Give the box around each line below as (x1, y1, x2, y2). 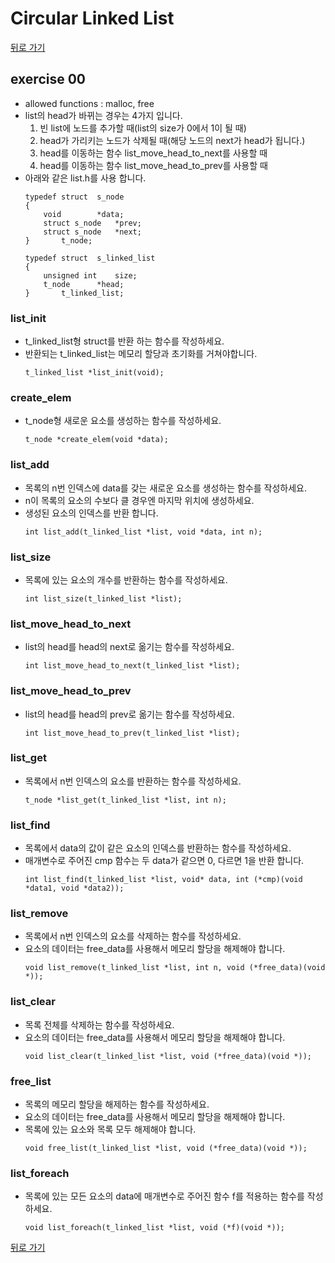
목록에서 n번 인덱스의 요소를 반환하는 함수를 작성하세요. (24, 775, 242, 787)
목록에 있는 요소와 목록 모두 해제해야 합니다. (24, 1123, 197, 1136)
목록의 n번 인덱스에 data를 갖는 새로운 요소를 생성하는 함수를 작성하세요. (24, 482, 308, 494)
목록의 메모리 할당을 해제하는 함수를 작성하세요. (24, 1098, 210, 1111)
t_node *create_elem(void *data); (24, 435, 169, 445)
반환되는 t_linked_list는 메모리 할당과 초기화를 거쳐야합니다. (24, 348, 258, 360)
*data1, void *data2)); (24, 883, 125, 894)
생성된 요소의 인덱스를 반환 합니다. (24, 507, 159, 519)
